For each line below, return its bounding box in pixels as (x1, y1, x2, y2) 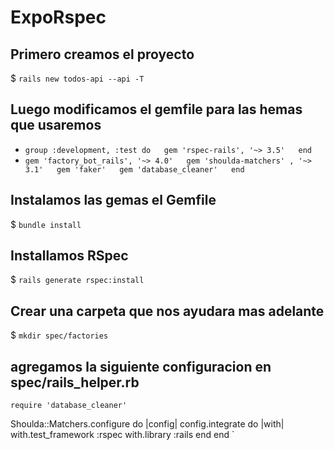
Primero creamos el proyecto (10, 46, 195, 63)
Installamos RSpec (10, 247, 129, 265)
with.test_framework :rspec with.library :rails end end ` (10, 429, 235, 441)
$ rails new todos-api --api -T (10, 72, 145, 84)
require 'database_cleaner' (10, 401, 128, 411)
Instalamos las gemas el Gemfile (10, 192, 217, 209)
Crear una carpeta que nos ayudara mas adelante (10, 302, 325, 320)
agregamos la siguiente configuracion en (10, 358, 272, 375)
